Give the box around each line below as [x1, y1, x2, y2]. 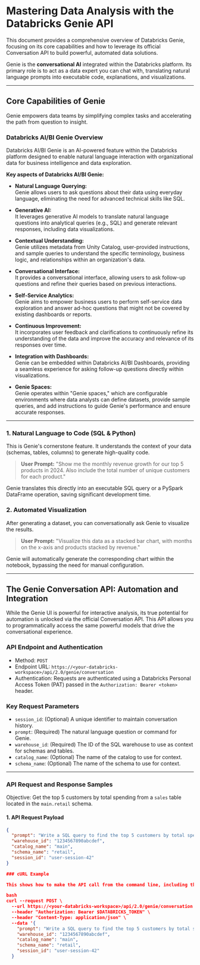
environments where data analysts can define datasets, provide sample [14, 396, 190, 403]
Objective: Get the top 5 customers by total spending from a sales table [6, 794, 182, 801]
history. [14, 722, 34, 729]
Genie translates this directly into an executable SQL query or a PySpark [6, 485, 183, 492]
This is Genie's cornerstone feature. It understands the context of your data [6, 442, 192, 450]
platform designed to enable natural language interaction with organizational [6, 153, 193, 160]
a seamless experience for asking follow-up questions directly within [14, 366, 184, 373]
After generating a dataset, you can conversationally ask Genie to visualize [6, 519, 189, 526]
